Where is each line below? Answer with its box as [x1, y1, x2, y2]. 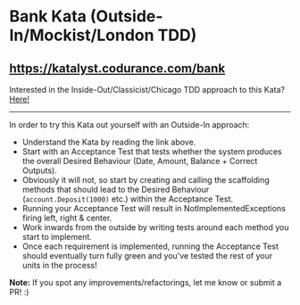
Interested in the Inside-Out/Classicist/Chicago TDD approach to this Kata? [9, 85, 286, 95]
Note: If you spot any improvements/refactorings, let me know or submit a [9, 277, 282, 287]
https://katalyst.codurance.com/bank [9, 61, 226, 76]
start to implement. [21, 232, 92, 242]
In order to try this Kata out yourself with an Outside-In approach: [9, 120, 250, 130]
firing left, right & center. [21, 212, 112, 223]
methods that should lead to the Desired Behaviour [21, 185, 210, 194]
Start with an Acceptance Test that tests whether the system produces [21, 146, 283, 157]
